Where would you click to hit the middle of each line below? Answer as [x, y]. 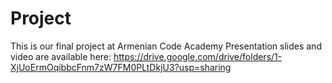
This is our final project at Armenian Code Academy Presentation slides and [166, 46]
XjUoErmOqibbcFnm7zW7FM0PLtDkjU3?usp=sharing [121, 67]
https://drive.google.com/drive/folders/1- [198, 56]
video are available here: [61, 56]
